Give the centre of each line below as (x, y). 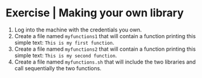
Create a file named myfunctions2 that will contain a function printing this (105, 49)
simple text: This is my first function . (64, 42)
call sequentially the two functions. (58, 68)
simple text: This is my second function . (66, 55)
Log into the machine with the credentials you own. (78, 30)
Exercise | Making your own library (95, 13)
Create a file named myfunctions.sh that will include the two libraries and (105, 62)
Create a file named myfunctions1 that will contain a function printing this (105, 36)
